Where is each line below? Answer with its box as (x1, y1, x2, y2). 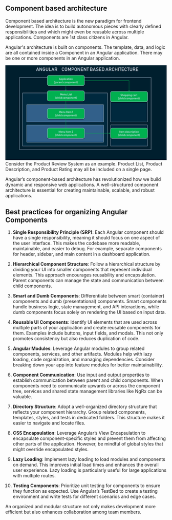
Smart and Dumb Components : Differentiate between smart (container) (12, 292, 165, 299)
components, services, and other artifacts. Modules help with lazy (12, 350, 153, 357)
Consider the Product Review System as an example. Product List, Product (5, 161, 163, 167)
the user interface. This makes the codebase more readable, (12, 240, 141, 246)
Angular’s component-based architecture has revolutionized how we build (5, 176, 161, 182)
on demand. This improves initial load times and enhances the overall (12, 461, 159, 468)
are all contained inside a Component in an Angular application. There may (5, 49, 163, 55)
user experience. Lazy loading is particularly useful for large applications (12, 467, 167, 473)
